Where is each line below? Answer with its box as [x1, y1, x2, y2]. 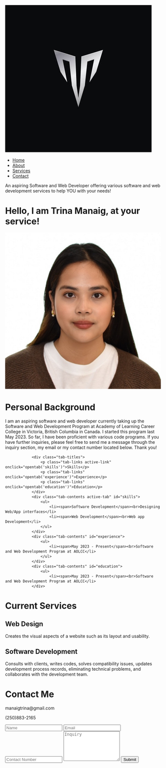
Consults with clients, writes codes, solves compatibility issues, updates [5, 660, 152, 667]
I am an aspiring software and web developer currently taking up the [5, 418, 145, 424]
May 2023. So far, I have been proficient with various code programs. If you [5, 434, 159, 440]
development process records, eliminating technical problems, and [5, 666, 141, 672]
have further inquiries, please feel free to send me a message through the [5, 439, 155, 445]
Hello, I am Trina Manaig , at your [5, 206, 140, 216]
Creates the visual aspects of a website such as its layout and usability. [5, 633, 150, 639]
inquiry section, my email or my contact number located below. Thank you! [5, 444, 157, 450]
